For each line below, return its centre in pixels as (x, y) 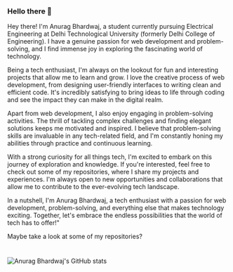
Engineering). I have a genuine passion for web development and (101, 41)
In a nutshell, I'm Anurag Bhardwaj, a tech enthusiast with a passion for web (117, 200)
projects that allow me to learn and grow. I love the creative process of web (116, 77)
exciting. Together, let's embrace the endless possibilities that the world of (115, 215)
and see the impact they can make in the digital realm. (85, 100)
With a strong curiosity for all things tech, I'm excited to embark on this (110, 157)
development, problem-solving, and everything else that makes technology (116, 208)
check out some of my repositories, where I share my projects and (103, 172)
